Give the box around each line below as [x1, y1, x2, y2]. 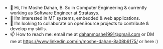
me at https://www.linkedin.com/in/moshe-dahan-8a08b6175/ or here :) [10, 39, 158, 44]
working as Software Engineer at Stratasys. [10, 10, 99, 16]
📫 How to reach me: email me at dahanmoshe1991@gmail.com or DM [10, 31, 154, 37]
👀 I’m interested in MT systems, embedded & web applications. [10, 15, 140, 21]
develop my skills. [10, 26, 47, 32]
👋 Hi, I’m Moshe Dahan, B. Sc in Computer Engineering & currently [10, 5, 147, 10]
